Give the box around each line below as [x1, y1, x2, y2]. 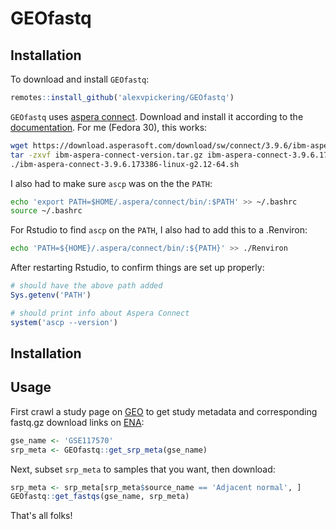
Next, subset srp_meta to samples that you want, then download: [10, 463, 276, 475]
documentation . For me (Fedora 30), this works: [10, 121, 208, 133]
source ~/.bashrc [10, 206, 83, 216]
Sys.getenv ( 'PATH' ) [10, 290, 92, 300]
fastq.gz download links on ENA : [10, 416, 145, 428]
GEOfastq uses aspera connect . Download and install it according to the [10, 110, 304, 122]
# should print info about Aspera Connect [10, 308, 190, 318]
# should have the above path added [10, 281, 163, 291]
